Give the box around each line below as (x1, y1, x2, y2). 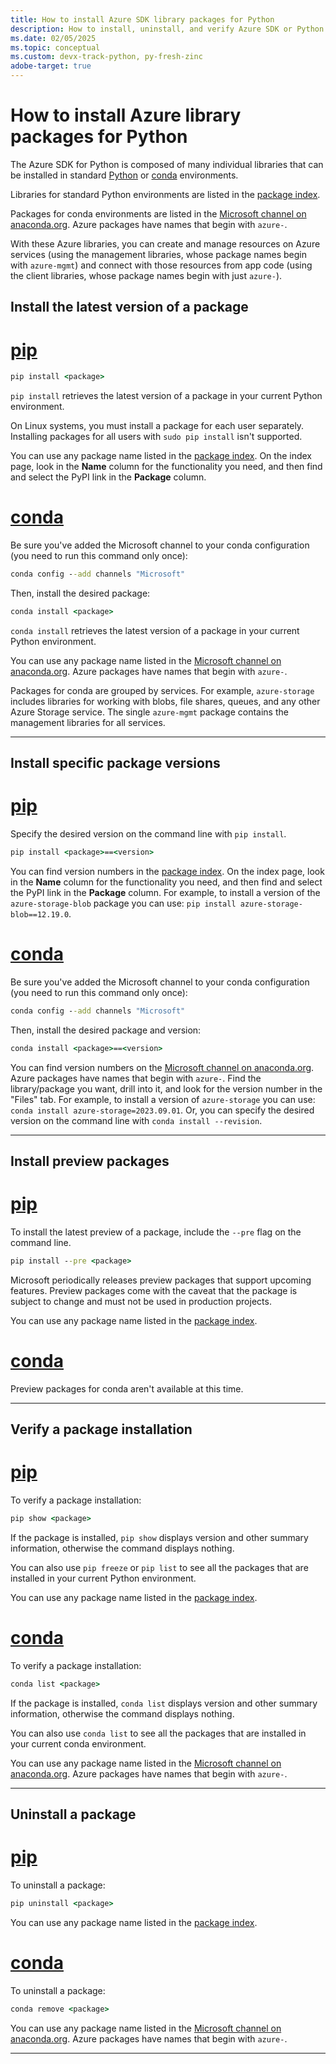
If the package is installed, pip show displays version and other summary (10, 1532, 309, 1544)
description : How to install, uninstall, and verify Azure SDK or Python (10, 24, 325, 34)
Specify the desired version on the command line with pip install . (10, 828, 287, 840)
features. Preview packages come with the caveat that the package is (10, 1284, 298, 1296)
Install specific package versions (10, 755, 221, 772)
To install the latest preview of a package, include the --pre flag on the (10, 1226, 302, 1238)
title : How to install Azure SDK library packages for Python (10, 14, 275, 25)
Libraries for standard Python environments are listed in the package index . (10, 188, 321, 200)
